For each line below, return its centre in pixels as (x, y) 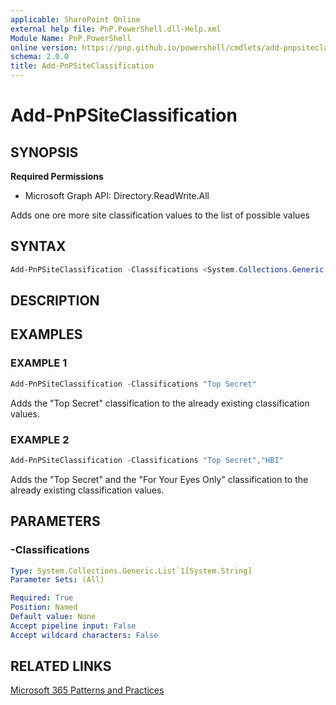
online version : (44, 47)
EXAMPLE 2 (40, 439)
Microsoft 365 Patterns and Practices (87, 690)
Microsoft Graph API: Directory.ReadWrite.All (117, 195)
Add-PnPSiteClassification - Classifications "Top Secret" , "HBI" (147, 460)
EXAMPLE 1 (39, 363)
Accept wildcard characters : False (84, 635)
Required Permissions (57, 176)
